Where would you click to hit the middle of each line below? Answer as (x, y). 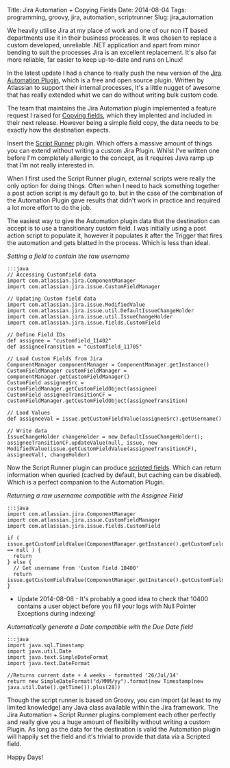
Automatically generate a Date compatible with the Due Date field (100, 627)
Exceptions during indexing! (56, 613)
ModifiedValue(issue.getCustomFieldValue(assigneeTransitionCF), (102, 449)
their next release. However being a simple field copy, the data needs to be (113, 123)
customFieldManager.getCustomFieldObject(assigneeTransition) (98, 401)
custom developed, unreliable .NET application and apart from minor (104, 45)
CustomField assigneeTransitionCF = (59, 395)
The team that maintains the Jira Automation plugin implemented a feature (112, 108)
